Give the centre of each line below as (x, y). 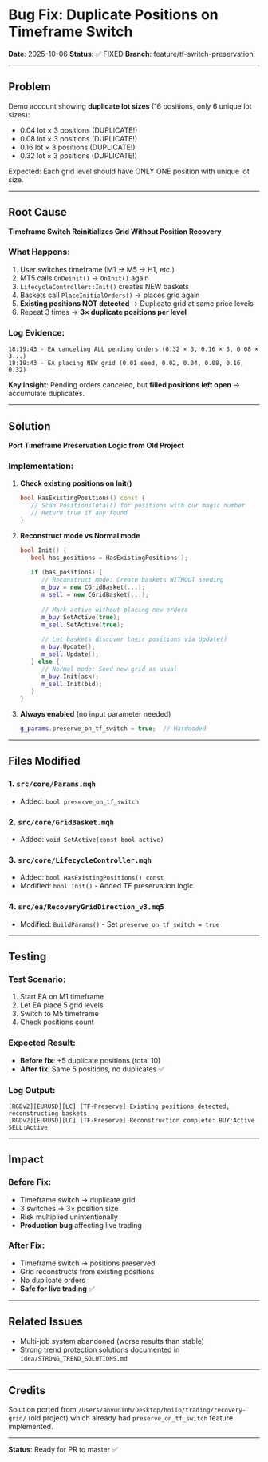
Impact (26, 1160)
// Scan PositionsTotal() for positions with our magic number (138, 506)
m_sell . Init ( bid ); (72, 684)
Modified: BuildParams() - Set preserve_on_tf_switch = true (120, 924)
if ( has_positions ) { (67, 573)
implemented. (31, 1427)
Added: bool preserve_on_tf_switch (79, 801)
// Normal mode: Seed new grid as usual (109, 669)
